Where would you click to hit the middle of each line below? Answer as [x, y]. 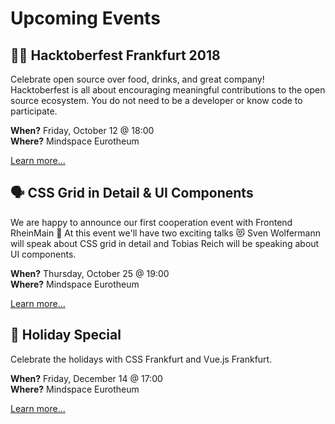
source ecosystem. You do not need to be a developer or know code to [156, 100]
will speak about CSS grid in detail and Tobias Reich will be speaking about [165, 243]
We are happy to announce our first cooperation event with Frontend [151, 222]
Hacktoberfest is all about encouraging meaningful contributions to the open [168, 90]
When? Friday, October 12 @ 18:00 [82, 130]
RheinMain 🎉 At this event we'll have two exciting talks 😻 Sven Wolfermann [166, 233]
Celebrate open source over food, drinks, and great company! [137, 79]
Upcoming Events [85, 18]
